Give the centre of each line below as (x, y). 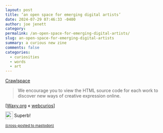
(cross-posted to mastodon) (30, 126)
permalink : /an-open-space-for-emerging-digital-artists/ (68, 33)
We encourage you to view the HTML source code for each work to (88, 91)
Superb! (23, 116)
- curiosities (25, 57)
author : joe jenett (26, 24)
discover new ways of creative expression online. (69, 96)
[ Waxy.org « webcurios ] (30, 106)
